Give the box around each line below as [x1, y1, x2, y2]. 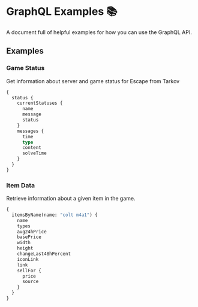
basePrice [17, 234, 42, 240]
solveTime [22, 150, 47, 156]
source [22, 279, 39, 285]
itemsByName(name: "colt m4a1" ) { [11, 212, 98, 218]
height [17, 245, 34, 251]
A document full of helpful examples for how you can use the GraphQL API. [6, 28, 192, 36]
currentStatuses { [17, 100, 63, 107]
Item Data [6, 181, 35, 189]
